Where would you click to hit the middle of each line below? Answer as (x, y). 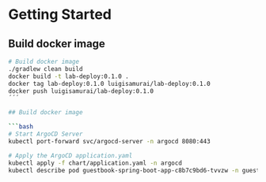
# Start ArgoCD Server (46, 134)
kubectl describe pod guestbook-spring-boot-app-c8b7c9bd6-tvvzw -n (123, 170)
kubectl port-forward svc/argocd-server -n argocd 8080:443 (110, 141)
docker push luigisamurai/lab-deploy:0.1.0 (81, 91)
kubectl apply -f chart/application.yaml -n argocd (95, 163)
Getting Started (60, 15)
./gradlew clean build (46, 69)
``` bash (21, 127)
